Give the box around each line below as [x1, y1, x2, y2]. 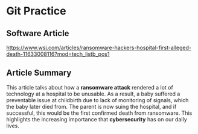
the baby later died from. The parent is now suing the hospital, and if [6, 103, 177, 110]
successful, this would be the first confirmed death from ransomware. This [6, 109, 193, 117]
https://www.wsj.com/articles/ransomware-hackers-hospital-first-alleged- [6, 44, 192, 51]
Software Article [6, 28, 69, 38]
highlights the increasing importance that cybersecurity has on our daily [6, 115, 187, 123]
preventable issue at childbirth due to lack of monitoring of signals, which [6, 96, 189, 103]
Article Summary [6, 68, 72, 78]
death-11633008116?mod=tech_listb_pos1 [6, 50, 110, 58]
